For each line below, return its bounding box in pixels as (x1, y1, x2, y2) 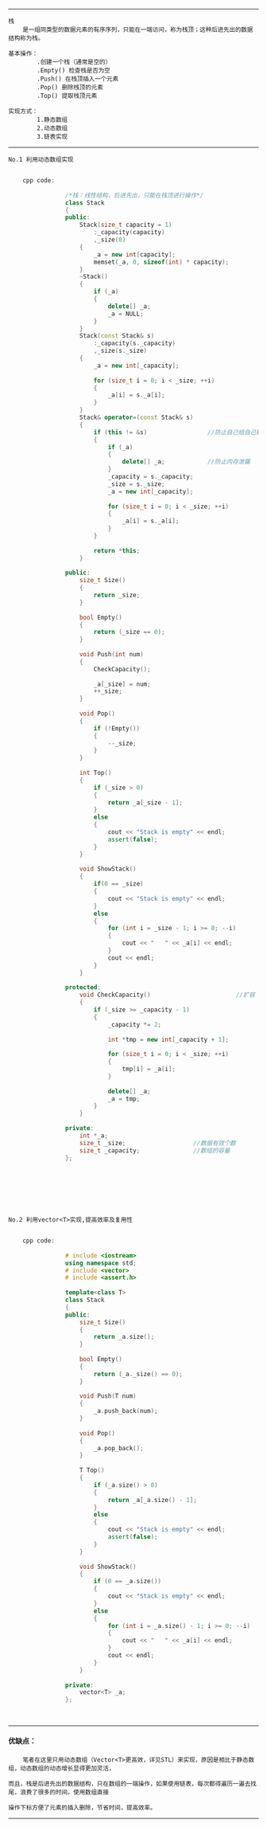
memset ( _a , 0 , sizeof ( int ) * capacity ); (93, 258, 230, 266)
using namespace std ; (64, 1259, 137, 1267)
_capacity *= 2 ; (107, 1020, 161, 1028)
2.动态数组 (37, 124, 68, 132)
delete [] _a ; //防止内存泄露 (122, 458, 250, 466)
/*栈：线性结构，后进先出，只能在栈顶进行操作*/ (64, 191, 204, 199)
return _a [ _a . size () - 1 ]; (107, 1496, 197, 1504)
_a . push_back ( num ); (93, 1407, 158, 1415)
